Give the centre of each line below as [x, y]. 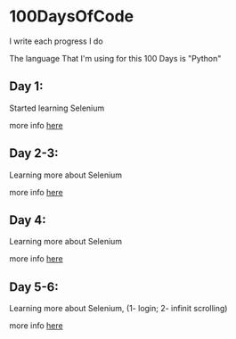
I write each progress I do [57, 41]
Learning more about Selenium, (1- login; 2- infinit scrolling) [118, 309]
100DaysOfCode [72, 17]
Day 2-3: [34, 153]
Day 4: [28, 220]
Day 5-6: [34, 287]
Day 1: [26, 87]
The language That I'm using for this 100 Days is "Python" [115, 58]
